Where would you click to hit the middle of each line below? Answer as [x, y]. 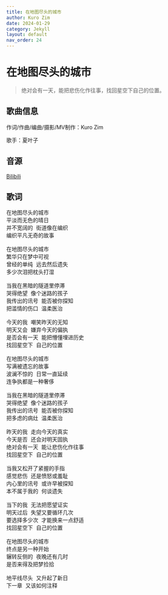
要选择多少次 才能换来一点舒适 [45, 520]
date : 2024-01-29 [28, 23]
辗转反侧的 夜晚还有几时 [37, 557]
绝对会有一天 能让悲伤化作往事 [45, 447]
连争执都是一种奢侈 [30, 382]
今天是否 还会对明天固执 [37, 440]
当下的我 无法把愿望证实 [37, 505]
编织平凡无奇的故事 [30, 236]
